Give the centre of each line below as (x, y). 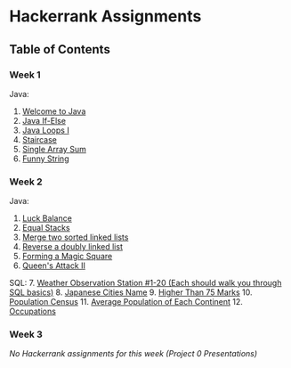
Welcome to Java (54, 111)
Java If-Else (44, 120)
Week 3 (26, 334)
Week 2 (26, 182)
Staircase (40, 139)
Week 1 (25, 75)
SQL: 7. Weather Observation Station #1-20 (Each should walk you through (145, 283)
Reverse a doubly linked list (72, 247)
